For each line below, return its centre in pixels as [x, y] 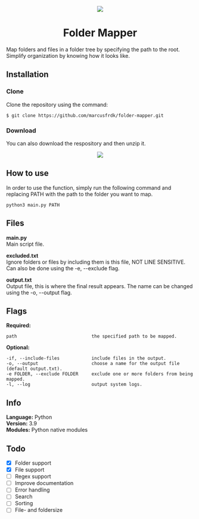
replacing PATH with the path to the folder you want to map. [80, 194]
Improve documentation [44, 483]
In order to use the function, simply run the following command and [89, 187]
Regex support [33, 477]
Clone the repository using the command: [57, 104]
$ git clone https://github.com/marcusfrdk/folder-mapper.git [85, 115]
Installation [27, 75]
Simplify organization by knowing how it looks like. [68, 55]
